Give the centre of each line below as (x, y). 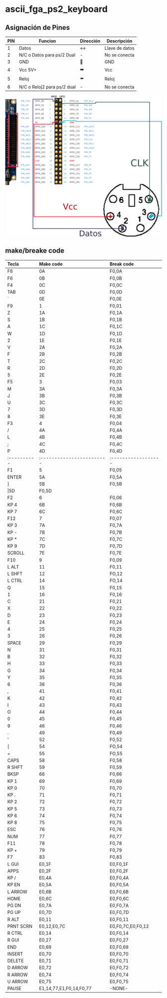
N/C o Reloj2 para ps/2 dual (47, 87)
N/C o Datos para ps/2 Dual (47, 55)
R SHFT (15, 767)
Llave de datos (120, 48)
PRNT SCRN (20, 926)
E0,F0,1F (119, 864)
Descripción (120, 41)
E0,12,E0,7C (52, 926)
